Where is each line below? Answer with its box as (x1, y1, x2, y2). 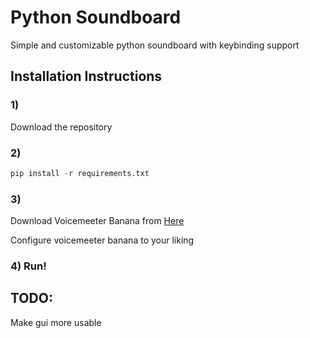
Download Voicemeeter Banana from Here (10, 215, 185, 227)
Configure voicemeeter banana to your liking (10, 234, 195, 246)
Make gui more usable (10, 316, 102, 328)
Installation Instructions (10, 68, 163, 85)
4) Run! (10, 259, 47, 273)
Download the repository (10, 121, 113, 133)
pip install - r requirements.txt (10, 168, 150, 178)
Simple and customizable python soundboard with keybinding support (10, 39, 300, 51)
